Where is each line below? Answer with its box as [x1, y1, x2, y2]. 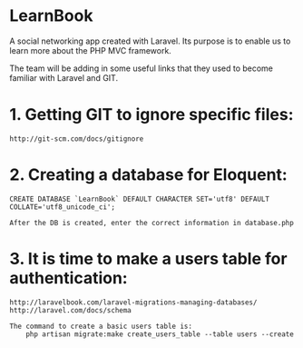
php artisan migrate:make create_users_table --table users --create [25, 329, 295, 339]
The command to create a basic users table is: [9, 322, 193, 331]
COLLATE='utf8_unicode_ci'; [9, 202, 116, 212]
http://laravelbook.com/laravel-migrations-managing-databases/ [9, 297, 258, 307]
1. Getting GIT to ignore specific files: [9, 104, 294, 125]
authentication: [9, 268, 129, 288]
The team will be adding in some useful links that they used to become [9, 63, 274, 74]
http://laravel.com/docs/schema [9, 305, 132, 314]
